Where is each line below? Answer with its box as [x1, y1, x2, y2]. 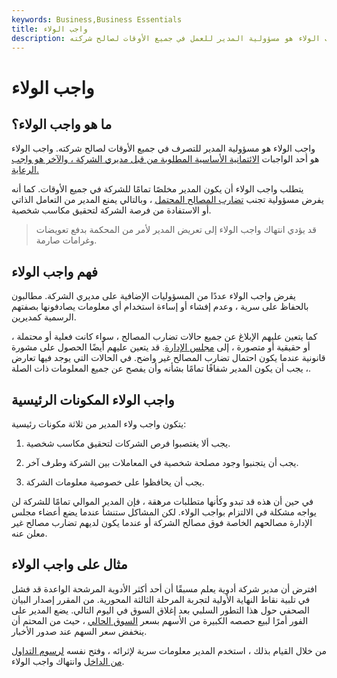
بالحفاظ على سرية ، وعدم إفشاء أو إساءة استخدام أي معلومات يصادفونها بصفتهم [11, 301, 309, 313]
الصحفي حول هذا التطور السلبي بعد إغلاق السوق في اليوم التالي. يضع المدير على [11, 604, 310, 616]
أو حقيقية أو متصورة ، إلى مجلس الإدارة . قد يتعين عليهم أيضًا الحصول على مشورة [11, 341, 311, 353]
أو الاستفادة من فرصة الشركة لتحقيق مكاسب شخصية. [11, 204, 212, 216]
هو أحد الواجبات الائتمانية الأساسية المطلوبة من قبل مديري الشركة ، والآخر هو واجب [11, 153, 320, 165]
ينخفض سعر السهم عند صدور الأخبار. [11, 625, 148, 637]
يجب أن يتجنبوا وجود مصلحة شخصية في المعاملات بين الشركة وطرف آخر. [25, 457, 299, 468]
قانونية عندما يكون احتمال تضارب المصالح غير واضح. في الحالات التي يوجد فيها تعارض [11, 352, 326, 364]
